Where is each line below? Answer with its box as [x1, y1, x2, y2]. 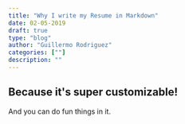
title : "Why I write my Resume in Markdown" [8, 11, 159, 20]
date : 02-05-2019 [8, 19, 66, 27]
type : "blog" [8, 33, 52, 42]
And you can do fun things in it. [8, 107, 112, 116]
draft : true [8, 26, 48, 34]
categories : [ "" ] [8, 48, 66, 56]
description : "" [8, 56, 62, 64]
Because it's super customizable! [8, 85, 178, 99]
